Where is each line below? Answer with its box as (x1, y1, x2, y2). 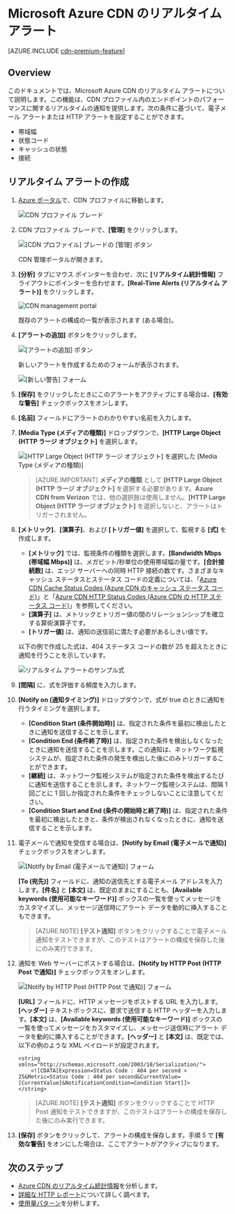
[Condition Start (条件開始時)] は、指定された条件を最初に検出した (28, 719, 221, 727)
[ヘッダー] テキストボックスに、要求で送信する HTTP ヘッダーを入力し (17, 1006, 222, 1014)
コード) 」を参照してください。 (48, 601, 137, 609)
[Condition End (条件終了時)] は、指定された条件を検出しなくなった (28, 736, 224, 745)
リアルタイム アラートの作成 (8, 176, 130, 188)
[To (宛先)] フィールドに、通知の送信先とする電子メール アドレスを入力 (17, 877, 222, 885)
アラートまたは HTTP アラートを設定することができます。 (21, 112, 188, 121)
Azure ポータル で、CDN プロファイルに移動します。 (17, 195, 168, 204)
